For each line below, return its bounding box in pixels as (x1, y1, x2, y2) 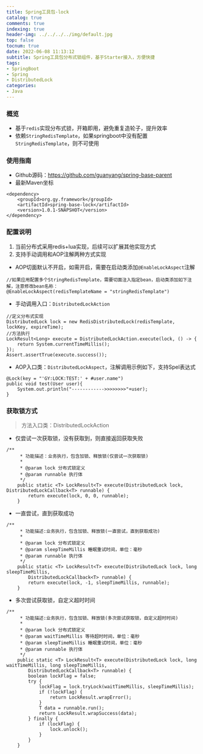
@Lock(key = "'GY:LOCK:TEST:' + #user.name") (6, 375, 123, 382)
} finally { (28, 716, 59, 722)
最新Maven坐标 (15, 179, 54, 187)
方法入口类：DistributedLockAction (21, 422, 109, 429)
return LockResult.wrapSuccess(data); (38, 711, 137, 717)
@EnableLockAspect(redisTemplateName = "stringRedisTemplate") (6, 288, 170, 294)
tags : (6, 60, 20, 66)
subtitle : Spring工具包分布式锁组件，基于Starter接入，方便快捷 (6, 54, 155, 60)
